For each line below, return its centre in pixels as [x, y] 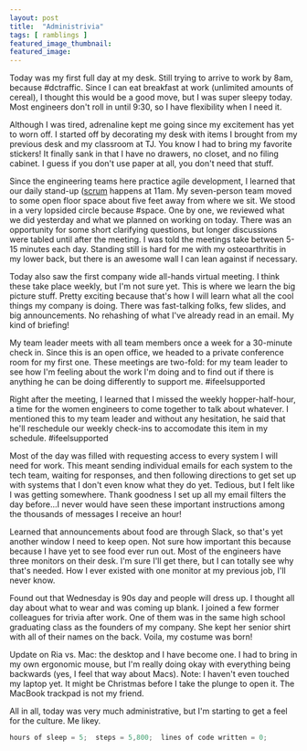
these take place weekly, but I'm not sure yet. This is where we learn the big [152, 286]
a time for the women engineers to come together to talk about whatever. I [149, 409]
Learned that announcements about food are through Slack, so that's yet [146, 532]
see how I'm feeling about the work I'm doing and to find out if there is [142, 372]
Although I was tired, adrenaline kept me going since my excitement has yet [152, 125]
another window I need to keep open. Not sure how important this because [150, 542]
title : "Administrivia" [57, 26]
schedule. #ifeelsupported [59, 439]
